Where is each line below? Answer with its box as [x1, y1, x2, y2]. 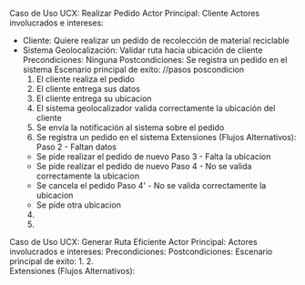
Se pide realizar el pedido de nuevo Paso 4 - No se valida [36, 161, 252, 171]
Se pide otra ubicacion [36, 199, 121, 210]
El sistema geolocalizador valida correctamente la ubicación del [36, 103, 276, 113]
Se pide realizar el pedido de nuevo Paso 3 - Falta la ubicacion [36, 151, 271, 162]
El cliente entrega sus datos [36, 84, 141, 94]
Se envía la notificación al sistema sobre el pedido [36, 122, 225, 133]
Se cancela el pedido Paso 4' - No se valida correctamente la [36, 180, 267, 190]
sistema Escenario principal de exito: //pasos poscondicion [22, 64, 244, 75]
